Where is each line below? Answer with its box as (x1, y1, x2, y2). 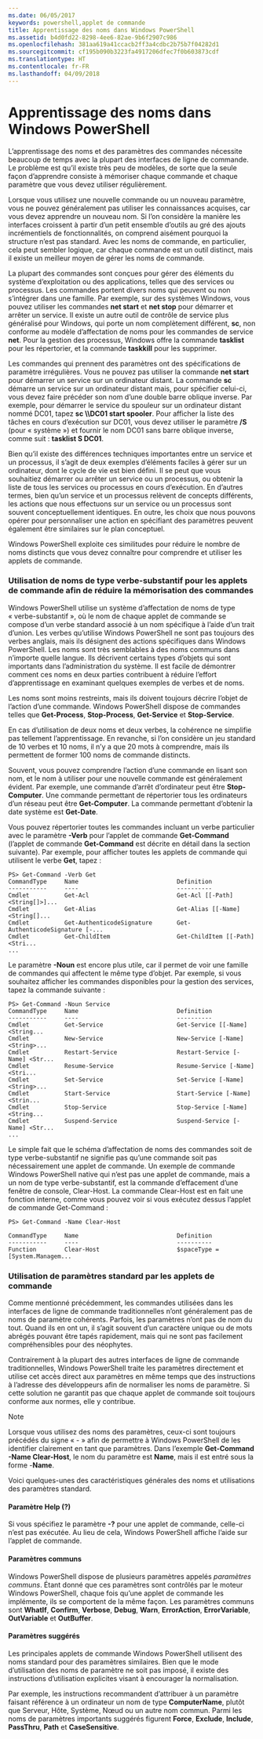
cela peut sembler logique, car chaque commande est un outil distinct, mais (8, 245, 254, 254)
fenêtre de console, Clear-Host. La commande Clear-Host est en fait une (8, 1186, 243, 1195)
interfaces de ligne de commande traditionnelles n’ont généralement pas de (8, 1307, 253, 1316)
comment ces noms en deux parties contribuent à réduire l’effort (8, 669, 217, 679)
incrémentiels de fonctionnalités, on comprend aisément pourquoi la (8, 228, 228, 238)
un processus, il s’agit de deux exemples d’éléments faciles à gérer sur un (8, 457, 247, 467)
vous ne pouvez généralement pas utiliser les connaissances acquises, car (8, 203, 250, 213)
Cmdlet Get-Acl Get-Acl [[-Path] (8, 891, 234, 899)
